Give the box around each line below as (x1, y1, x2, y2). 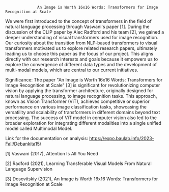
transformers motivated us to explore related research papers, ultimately (5, 45, 158, 51)
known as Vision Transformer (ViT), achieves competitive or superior (5, 98, 150, 104)
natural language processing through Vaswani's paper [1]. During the (5, 23, 150, 30)
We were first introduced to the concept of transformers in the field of (5, 18, 152, 24)
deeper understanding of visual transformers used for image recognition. (5, 35, 159, 40)
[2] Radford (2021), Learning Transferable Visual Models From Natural (5, 160, 152, 167)
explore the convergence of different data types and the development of (5, 62, 157, 67)
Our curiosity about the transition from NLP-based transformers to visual (5, 40, 158, 46)
